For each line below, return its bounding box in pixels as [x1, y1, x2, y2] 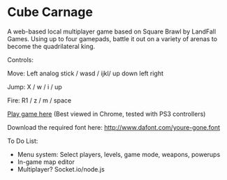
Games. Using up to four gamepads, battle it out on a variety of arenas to [7, 34, 218, 43]
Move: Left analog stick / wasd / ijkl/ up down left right [7, 69, 164, 77]
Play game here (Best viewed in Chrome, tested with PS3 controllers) [7, 110, 206, 118]
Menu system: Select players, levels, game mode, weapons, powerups [17, 150, 221, 158]
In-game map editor [17, 158, 75, 166]
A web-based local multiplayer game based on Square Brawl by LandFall [7, 27, 217, 36]
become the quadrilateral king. [7, 42, 96, 50]
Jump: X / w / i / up [7, 82, 63, 91]
